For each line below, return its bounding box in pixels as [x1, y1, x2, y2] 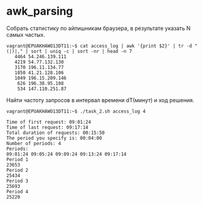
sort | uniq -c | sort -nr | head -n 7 [30, 48, 132, 54]
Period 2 [6, 167, 29, 173]
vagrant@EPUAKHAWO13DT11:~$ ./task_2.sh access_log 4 [6, 108, 146, 114]
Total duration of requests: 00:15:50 [6, 130, 105, 136]
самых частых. [6, 31, 46, 38]
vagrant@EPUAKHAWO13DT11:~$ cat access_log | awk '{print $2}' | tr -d [6, 43, 192, 49]
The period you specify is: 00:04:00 [6, 135, 102, 141]
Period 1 [6, 156, 29, 163]
